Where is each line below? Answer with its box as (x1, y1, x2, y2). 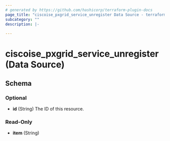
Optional (5, 94, 27, 101)
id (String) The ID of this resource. (12, 106, 84, 112)
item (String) (12, 130, 39, 136)
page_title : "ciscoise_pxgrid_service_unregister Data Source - (5, 12, 144, 17)
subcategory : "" (5, 17, 39, 22)
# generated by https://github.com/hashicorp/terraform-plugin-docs (5, 7, 153, 13)
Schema (5, 79, 32, 88)
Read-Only (5, 118, 33, 125)
